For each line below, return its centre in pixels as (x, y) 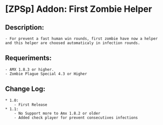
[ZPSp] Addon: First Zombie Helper (79, 9)
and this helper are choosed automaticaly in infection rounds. (73, 43)
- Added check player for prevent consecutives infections (76, 118)
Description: (25, 27)
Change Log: (25, 89)
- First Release (31, 105)
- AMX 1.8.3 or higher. (30, 69)
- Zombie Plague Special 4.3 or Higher (46, 74)
